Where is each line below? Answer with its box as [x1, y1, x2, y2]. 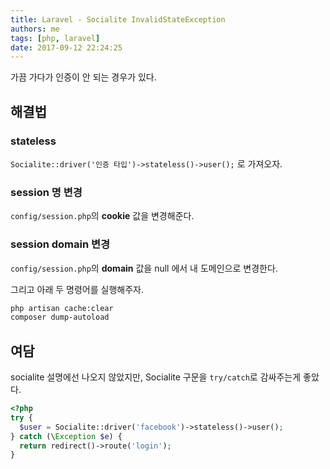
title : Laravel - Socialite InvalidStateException [10, 14, 226, 25]
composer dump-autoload [10, 312, 110, 323]
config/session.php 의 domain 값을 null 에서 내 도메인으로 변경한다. [10, 262, 278, 274]
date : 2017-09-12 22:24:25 [10, 42, 123, 53]
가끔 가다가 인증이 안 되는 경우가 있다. [10, 71, 157, 83]
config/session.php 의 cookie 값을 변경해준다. [10, 210, 195, 222]
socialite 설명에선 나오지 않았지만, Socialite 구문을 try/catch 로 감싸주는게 [10, 371, 302, 383]
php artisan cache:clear [10, 303, 114, 313]
